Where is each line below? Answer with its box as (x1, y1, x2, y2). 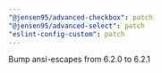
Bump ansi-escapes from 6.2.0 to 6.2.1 (8, 54, 151, 65)
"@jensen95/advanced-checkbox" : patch (8, 12, 153, 22)
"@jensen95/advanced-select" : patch (8, 21, 145, 30)
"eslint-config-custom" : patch (8, 29, 125, 38)
